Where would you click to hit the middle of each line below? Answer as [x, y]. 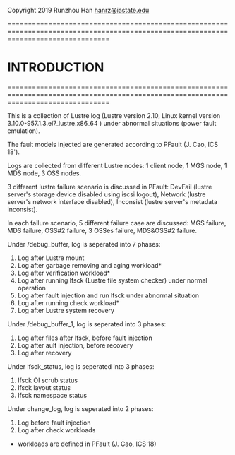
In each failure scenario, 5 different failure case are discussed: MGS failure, [117, 223]
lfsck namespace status [52, 395]
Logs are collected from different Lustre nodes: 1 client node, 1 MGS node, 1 [117, 165]
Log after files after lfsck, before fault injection [85, 338]
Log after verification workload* [64, 273]
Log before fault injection [54, 422]
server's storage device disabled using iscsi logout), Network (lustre [107, 194]
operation [31, 288]
